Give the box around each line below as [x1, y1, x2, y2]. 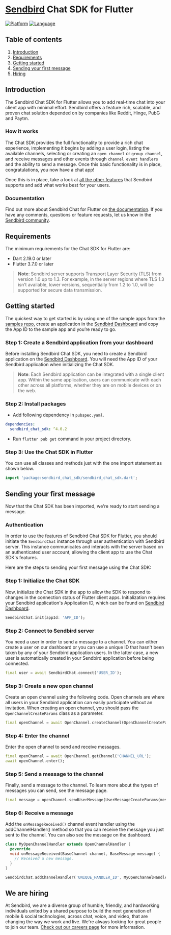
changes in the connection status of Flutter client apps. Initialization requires [5, 594, 165, 601]
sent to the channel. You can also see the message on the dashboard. [5, 832, 152, 838]
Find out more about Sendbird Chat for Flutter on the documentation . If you [5, 206, 163, 212]
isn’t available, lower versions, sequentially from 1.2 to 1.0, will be [17, 281, 154, 287]
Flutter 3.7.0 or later [12, 260, 54, 267]
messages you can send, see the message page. [5, 787, 108, 794]
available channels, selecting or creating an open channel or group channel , [5, 150, 163, 156]
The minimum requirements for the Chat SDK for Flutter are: [5, 245, 131, 251]
